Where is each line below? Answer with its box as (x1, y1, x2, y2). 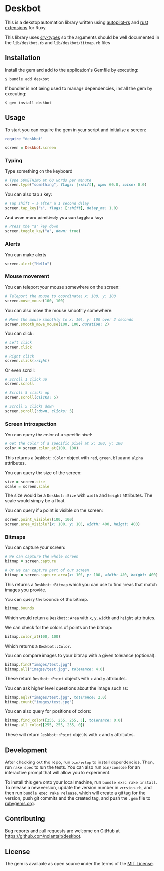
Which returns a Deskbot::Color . (5, 643, 71, 649)
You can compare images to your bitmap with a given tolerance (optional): (5, 653, 156, 658)
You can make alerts (5, 252, 47, 258)
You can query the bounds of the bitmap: (5, 596, 89, 602)
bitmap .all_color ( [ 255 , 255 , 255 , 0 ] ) (5, 723, 85, 728)
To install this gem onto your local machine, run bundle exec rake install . (5, 779, 157, 785)
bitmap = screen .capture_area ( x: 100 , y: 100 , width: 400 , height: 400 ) (5, 573, 158, 578)
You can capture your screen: (5, 544, 66, 550)
